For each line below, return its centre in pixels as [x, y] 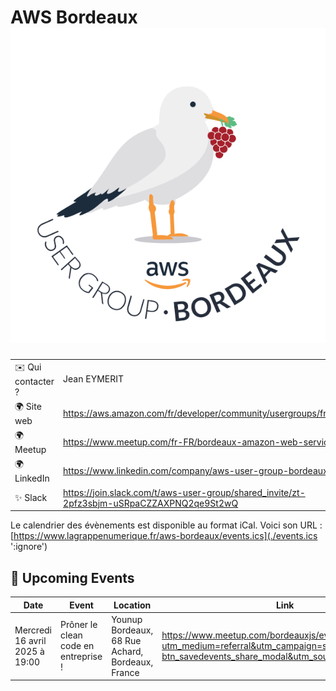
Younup [127, 619]
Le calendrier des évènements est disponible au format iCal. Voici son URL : [166, 525]
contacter [34, 381]
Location [132, 605]
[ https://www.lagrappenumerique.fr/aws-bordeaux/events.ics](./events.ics [164, 536]
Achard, [127, 651]
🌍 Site [28, 406]
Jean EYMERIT [94, 379]
